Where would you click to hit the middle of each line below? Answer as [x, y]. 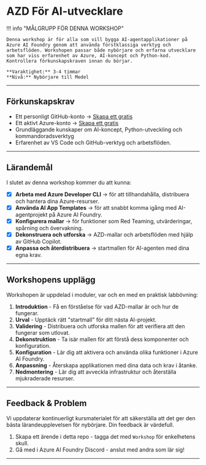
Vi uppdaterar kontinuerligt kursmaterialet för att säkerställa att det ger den [101, 418]
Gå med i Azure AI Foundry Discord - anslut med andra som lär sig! [100, 450]
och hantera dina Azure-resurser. [57, 201]
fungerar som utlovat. [43, 332]
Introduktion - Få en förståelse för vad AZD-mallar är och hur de [97, 306]
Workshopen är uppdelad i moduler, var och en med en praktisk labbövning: [102, 294]
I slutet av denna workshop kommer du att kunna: [69, 182]
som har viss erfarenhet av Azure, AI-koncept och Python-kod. [89, 56]
